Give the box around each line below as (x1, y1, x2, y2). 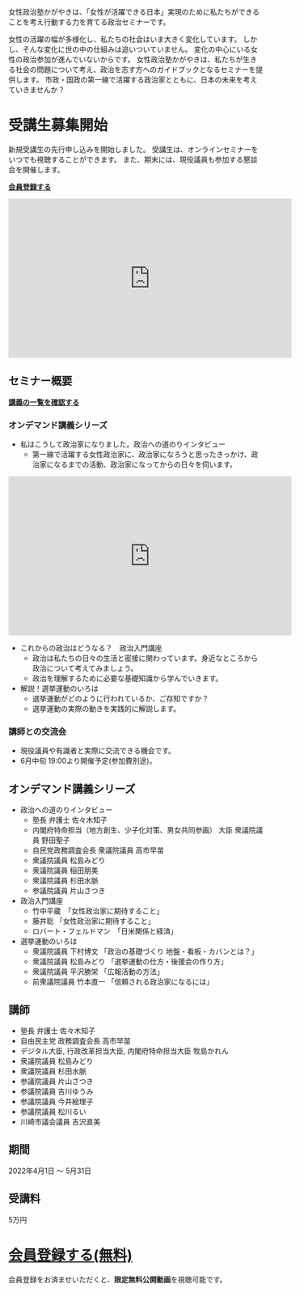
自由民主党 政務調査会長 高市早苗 (19, 1036, 131, 1045)
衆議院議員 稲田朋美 (32, 866, 99, 875)
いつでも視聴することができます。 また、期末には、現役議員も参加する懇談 (8, 155, 258, 164)
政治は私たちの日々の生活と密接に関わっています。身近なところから (32, 654, 259, 663)
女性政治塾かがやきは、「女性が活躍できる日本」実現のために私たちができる (8, 7, 260, 16)
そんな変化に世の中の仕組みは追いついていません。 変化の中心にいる (22, 44, 251, 54)
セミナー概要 (8, 375, 73, 388)
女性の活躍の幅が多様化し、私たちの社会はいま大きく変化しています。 (8, 35, 242, 44)
